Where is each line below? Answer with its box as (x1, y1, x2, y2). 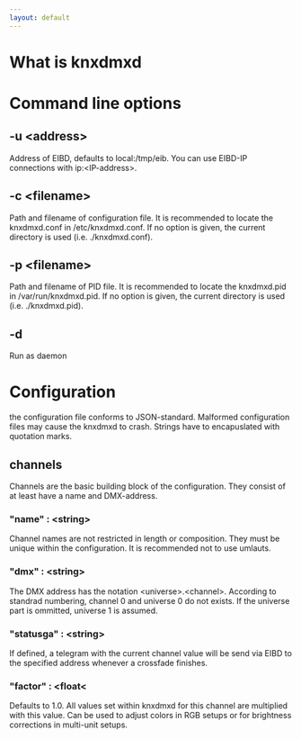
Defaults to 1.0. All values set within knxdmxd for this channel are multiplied (9, 700, 288, 711)
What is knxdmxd (9, 51, 142, 72)
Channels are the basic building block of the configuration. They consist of (9, 481, 286, 491)
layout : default (9, 13, 70, 23)
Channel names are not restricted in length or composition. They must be (9, 533, 280, 545)
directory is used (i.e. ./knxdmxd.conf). (9, 231, 154, 242)
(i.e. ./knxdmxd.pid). (9, 301, 84, 311)
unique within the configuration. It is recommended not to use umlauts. (9, 543, 271, 554)
